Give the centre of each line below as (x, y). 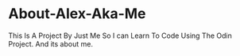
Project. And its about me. (51, 43)
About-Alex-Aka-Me (77, 14)
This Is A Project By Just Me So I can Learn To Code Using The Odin (120, 35)
